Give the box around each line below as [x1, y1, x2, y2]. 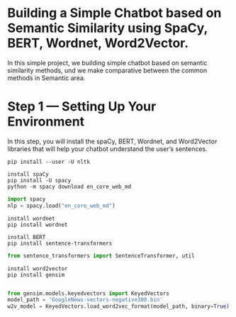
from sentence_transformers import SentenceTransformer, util [7, 252, 195, 260]
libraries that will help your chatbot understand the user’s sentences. [7, 144, 208, 153]
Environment [7, 113, 85, 130]
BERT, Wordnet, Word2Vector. [7, 35, 189, 51]
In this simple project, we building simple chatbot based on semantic [7, 58, 208, 67]
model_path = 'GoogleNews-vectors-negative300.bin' [7, 296, 163, 304]
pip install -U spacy [7, 177, 72, 184]
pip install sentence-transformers [7, 240, 113, 247]
